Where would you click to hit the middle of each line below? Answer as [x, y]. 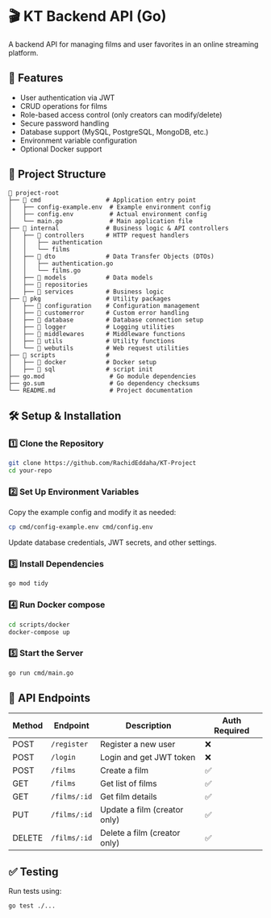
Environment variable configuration [78, 140]
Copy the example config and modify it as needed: [92, 513]
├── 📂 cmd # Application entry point [102, 200]
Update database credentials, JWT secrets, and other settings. [113, 542]
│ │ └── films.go [45, 270]
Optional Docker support [61, 149]
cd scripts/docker [39, 625]
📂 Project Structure [57, 174]
